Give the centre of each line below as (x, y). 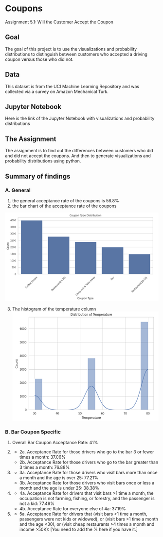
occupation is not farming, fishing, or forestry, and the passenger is (87, 499)
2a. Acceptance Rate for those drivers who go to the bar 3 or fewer (87, 452)
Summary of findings (38, 176)
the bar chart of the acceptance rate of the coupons (64, 206)
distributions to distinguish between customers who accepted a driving (76, 54)
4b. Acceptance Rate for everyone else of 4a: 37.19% (72, 509)
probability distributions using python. (43, 161)
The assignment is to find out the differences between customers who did (79, 151)
